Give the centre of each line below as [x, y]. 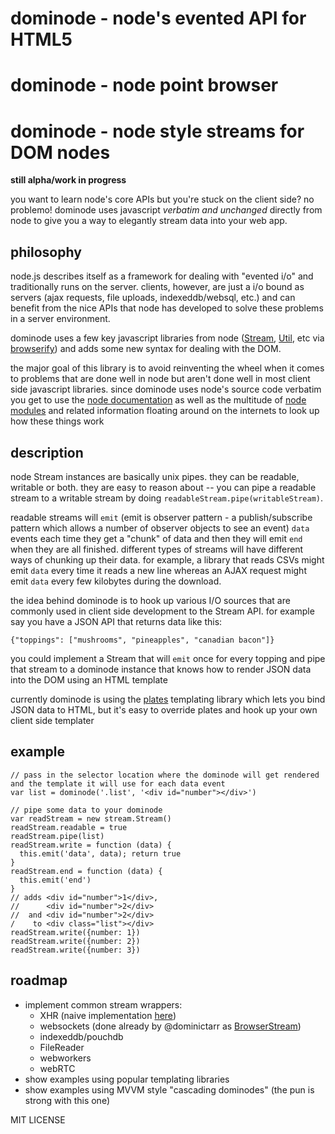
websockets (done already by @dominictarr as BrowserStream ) [170, 1026]
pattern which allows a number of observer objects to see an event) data [160, 528]
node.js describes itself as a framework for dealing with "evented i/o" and [162, 276]
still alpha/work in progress [68, 180]
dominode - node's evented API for [158, 18]
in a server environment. [60, 319]
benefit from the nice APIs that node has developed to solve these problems [167, 308]
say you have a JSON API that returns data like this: [116, 621]
